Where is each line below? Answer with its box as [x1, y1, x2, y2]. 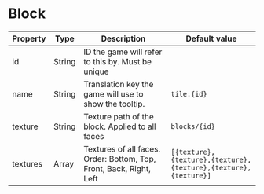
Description [101, 33, 146, 44]
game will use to [83, 88, 144, 99]
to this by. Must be [83, 56, 152, 67]
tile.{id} [170, 90, 207, 98]
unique [83, 66, 109, 77]
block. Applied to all [83, 121, 156, 132]
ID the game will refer [83, 46, 163, 57]
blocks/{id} [170, 122, 216, 130]
